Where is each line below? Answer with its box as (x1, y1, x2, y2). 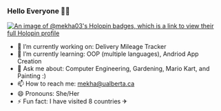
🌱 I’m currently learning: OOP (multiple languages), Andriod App (17, 50, 199, 58)
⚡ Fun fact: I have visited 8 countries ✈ (17, 97, 128, 105)
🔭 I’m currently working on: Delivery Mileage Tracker (17, 43, 167, 51)
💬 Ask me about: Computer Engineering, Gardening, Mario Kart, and (17, 65, 210, 73)
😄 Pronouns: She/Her (17, 90, 80, 98)
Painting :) (17, 72, 47, 80)
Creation (17, 57, 42, 65)
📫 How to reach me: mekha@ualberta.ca (17, 79, 135, 88)
